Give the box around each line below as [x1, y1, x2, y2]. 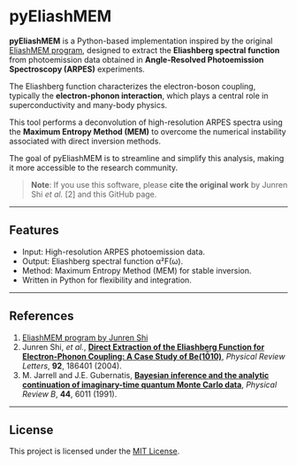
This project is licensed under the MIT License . [9, 446, 180, 457]
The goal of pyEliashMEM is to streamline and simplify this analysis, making [9, 152, 285, 163]
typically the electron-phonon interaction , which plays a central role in [9, 90, 269, 101]
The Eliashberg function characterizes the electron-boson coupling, [9, 81, 256, 91]
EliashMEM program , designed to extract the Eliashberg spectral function [9, 44, 280, 55]
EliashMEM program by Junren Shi [21, 332, 148, 343]
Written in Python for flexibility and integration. [21, 275, 192, 285]
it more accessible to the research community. [9, 162, 179, 173]
